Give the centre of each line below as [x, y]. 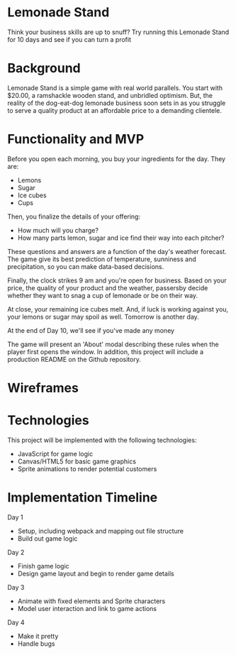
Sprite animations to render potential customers [87, 468]
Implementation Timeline [83, 498]
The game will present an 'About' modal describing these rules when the [113, 344]
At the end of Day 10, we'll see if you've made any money [91, 330]
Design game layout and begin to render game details [96, 573]
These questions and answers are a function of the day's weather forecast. [117, 251]
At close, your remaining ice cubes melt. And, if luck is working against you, [118, 309]
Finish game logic [43, 566]
